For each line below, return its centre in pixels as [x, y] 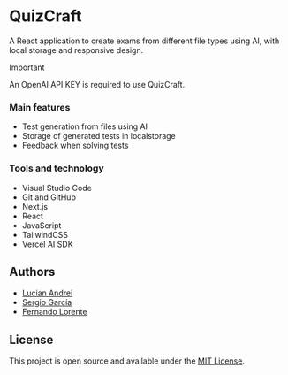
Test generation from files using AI [85, 126]
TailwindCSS [45, 234]
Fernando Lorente [54, 312]
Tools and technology [57, 168]
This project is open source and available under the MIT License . [127, 361]
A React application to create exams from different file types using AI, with [144, 41]
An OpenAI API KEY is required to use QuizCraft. [97, 84]
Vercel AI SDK [47, 244]
